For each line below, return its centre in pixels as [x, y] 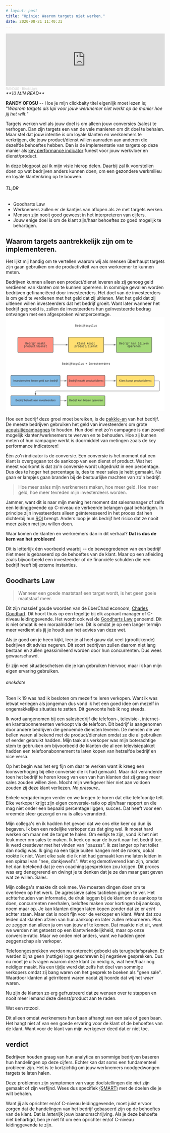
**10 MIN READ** [25, 93]
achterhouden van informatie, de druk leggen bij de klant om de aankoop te [84, 898]
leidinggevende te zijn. [29, 1125]
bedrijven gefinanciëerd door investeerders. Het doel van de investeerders [83, 293]
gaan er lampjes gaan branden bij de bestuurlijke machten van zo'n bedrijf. [83, 477]
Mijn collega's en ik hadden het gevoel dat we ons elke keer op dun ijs [79, 824]
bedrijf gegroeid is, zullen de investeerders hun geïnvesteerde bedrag [78, 309]
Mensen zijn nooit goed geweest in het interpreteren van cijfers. [79, 215]
